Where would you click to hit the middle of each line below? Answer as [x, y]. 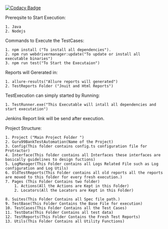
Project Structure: [23, 128]
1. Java [13, 27]
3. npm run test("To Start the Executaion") [53, 63]
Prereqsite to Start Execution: [36, 17]
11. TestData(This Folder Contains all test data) [59, 212]
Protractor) [18, 151]
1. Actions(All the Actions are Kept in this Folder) [72, 186]
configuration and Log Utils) [37, 168]
